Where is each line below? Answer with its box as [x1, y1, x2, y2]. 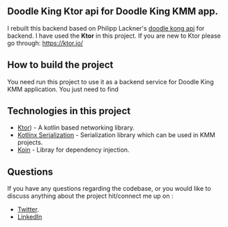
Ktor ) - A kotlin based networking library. [17, 123, 135, 132]
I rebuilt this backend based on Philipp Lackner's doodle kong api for [7, 24, 205, 32]
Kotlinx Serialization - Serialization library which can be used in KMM [17, 131, 215, 139]
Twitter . [17, 205, 40, 214]
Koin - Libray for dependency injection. [17, 146, 130, 154]
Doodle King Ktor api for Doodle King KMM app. [7, 6, 218, 17]
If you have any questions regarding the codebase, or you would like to [7, 185, 211, 193]
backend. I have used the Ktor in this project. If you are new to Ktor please [7, 31, 221, 40]
